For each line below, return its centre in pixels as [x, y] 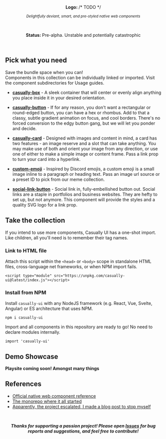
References [23, 384]
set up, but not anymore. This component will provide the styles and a [83, 199]
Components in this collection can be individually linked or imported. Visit [80, 77]
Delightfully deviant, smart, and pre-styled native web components [83, 16]
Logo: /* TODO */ [83, 7]
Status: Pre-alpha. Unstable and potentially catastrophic [83, 35]
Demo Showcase [32, 356]
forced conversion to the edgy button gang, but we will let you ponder [83, 123]
